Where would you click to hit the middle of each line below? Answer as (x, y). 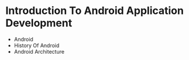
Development (39, 23)
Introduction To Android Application (94, 11)
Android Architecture (39, 51)
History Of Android (37, 45)
